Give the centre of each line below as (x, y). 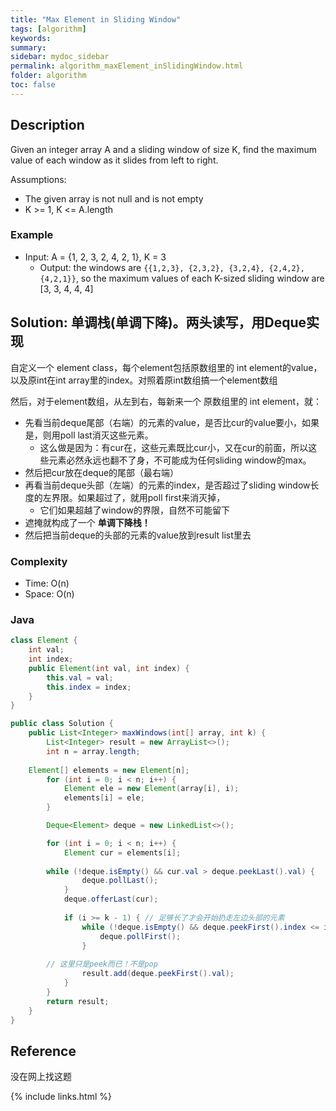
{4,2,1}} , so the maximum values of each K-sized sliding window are (182, 278)
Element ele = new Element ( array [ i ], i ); (151, 789)
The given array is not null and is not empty (114, 198)
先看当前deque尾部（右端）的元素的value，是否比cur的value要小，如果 (172, 422)
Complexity (39, 561)
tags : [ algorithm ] (48, 29)
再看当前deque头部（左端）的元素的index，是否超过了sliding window (167, 485)
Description (47, 125)
